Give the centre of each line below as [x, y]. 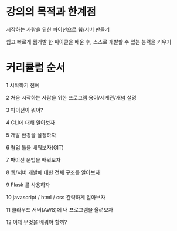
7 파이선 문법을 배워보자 [33, 159]
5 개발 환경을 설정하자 [31, 135]
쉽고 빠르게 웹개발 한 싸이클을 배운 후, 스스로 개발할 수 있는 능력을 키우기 [89, 42]
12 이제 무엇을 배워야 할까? [37, 222]
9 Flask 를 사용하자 [28, 185]
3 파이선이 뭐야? [25, 110]
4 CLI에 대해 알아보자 [30, 122]
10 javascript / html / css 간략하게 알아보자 [56, 197]
